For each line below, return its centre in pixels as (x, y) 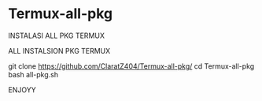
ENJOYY (22, 90)
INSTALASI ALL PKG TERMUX (56, 36)
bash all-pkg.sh (33, 74)
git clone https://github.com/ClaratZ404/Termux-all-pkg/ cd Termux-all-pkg (131, 66)
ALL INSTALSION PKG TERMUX (59, 50)
